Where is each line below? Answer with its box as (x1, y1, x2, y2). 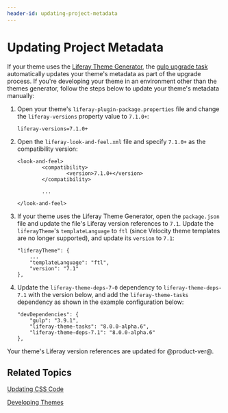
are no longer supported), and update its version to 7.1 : (16, 234, 175, 242)
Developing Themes (7, 399, 64, 407)
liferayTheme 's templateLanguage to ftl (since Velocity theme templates (16, 226, 220, 235)
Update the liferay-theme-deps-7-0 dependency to (16, 283, 162, 292)
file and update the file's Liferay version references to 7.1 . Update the (16, 219, 214, 227)
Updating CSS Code (7, 385, 64, 393)
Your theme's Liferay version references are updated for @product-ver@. (7, 347, 214, 355)
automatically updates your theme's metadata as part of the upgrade (7, 69, 201, 78)
